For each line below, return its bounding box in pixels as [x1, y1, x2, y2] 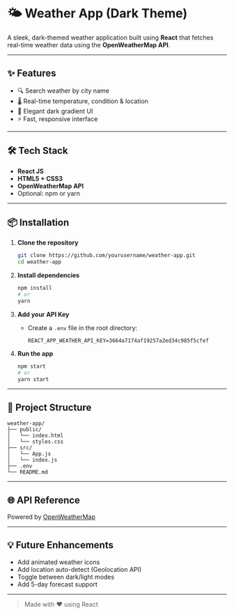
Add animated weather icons [17, 558, 100, 566]
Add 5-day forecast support [17, 579, 97, 589]
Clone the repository [17, 238, 79, 247]
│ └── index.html [7, 433, 64, 439]
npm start [17, 363, 47, 370]
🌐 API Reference [7, 494, 80, 506]
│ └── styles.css [7, 438, 64, 446]
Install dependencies [17, 271, 80, 279]
